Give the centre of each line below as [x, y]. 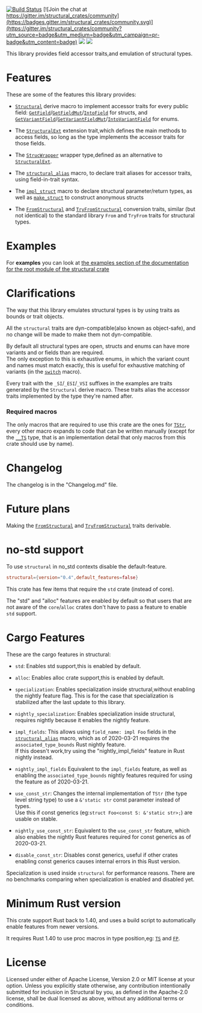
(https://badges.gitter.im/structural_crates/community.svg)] [80, 22]
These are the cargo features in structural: [59, 654]
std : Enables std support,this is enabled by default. [78, 666]
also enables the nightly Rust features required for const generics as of [103, 837]
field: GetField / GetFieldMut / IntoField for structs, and [81, 112]
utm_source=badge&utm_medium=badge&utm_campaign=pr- [83, 35]
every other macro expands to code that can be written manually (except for [101, 431]
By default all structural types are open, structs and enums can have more [98, 346]
